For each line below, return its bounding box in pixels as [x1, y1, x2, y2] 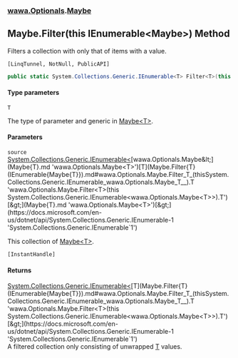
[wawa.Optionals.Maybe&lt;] [130, 155, 214, 164]
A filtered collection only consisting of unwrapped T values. [7, 342, 182, 351]
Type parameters [7, 88, 60, 97]
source [7, 149, 27, 156]
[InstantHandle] [7, 251, 56, 258]
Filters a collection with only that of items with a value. [7, 46, 167, 55]
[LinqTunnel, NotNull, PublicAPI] [7, 60, 110, 68]
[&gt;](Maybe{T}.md [7, 200, 67, 209]
